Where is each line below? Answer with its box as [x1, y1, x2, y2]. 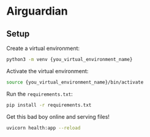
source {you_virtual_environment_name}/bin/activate [6, 79, 144, 85]
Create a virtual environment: [6, 44, 80, 52]
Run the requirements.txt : [6, 90, 73, 97]
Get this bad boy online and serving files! [6, 113, 110, 120]
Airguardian [6, 4, 69, 18]
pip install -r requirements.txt [6, 102, 92, 108]
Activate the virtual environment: [6, 67, 89, 74]
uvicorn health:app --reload [6, 125, 81, 131]
